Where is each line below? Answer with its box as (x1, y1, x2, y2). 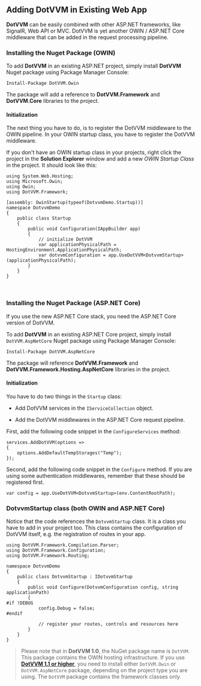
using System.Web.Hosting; (6, 173, 74, 179)
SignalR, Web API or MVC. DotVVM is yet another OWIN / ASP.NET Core (6, 27, 185, 34)
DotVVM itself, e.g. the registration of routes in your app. (6, 531, 146, 538)
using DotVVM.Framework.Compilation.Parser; (6, 542, 119, 548)
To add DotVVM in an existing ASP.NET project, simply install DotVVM (6, 63, 182, 70)
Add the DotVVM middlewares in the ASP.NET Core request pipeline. (14, 416, 185, 423)
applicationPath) (6, 590, 50, 596)
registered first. (6, 478, 44, 486)
